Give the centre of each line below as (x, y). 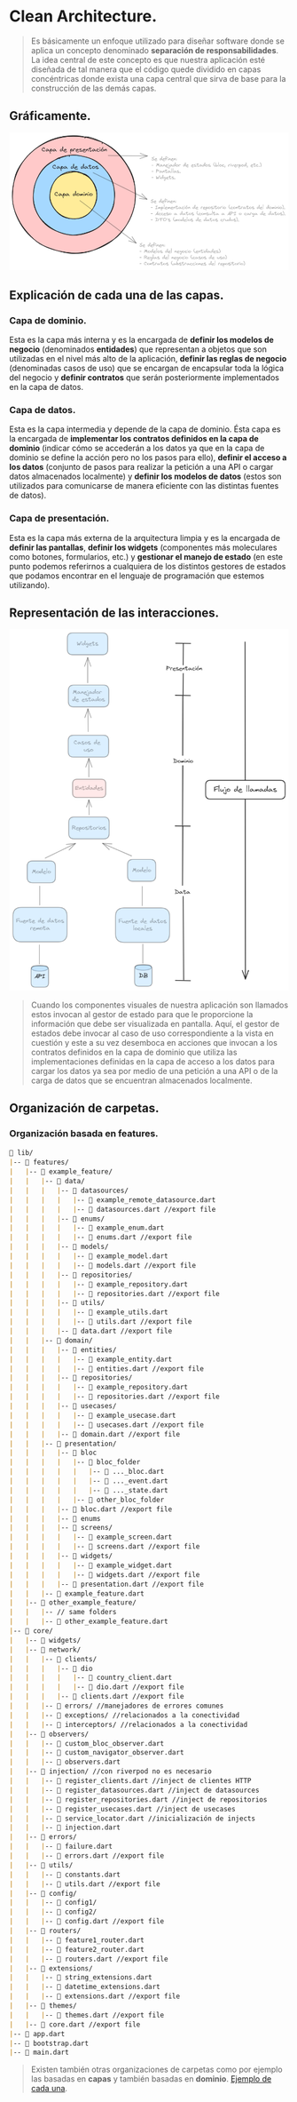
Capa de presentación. (59, 519)
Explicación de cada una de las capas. (117, 295)
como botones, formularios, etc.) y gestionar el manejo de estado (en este (146, 556)
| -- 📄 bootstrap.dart (49, 2043)
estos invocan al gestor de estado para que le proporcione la (142, 1014)
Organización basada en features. (84, 1134)
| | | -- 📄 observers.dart (65, 1762)
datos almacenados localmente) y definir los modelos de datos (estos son (145, 476)
